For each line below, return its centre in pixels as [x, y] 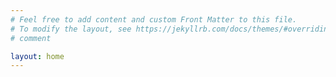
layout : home [37, 56]
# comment [31, 38]
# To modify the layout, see [71, 29]
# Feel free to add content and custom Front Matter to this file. [154, 19]
